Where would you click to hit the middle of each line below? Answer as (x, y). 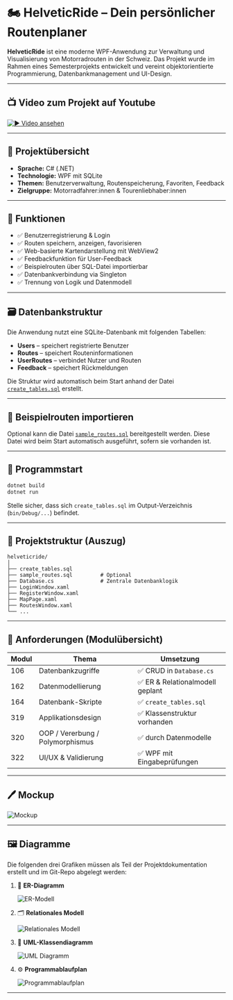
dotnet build (26, 485)
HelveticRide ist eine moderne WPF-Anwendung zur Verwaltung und (106, 51)
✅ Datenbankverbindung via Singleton (72, 274)
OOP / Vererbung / (69, 733)
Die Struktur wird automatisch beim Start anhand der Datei (91, 382)
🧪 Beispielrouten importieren (70, 417)
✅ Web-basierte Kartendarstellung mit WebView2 (88, 251)
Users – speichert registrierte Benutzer (73, 346)
